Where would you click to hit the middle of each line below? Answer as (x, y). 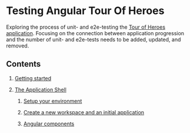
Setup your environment (53, 101)
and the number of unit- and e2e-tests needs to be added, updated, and (94, 39)
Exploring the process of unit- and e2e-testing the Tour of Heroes (86, 27)
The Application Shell (40, 90)
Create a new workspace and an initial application (84, 112)
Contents (24, 64)
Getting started (33, 78)
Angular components (49, 124)
